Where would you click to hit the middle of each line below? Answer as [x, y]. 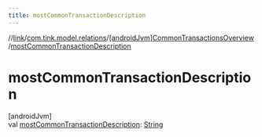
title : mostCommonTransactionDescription [77, 15]
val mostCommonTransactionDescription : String [86, 124]
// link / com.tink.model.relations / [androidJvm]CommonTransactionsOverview [131, 38]
